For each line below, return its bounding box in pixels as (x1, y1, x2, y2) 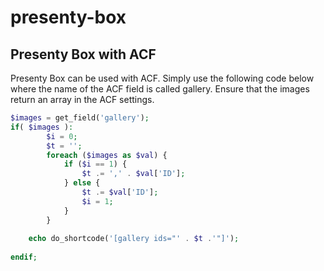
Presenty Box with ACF (10, 46, 157, 63)
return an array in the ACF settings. (10, 94, 155, 105)
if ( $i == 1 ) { (63, 159, 128, 170)
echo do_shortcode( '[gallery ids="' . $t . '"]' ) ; (28, 234, 240, 244)
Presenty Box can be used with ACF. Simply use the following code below (10, 72, 315, 84)
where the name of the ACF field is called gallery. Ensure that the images (10, 83, 310, 95)
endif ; (10, 252, 38, 263)
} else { (63, 178, 101, 188)
